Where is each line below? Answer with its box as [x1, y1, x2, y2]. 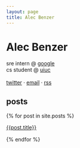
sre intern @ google [6, 60, 55, 67]
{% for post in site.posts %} [6, 112, 75, 120]
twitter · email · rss [6, 79, 52, 86]
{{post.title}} [6, 124, 37, 131]
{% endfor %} [6, 136, 41, 143]
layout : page [6, 8, 39, 15]
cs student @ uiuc [6, 67, 51, 74]
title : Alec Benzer [6, 14, 55, 20]
